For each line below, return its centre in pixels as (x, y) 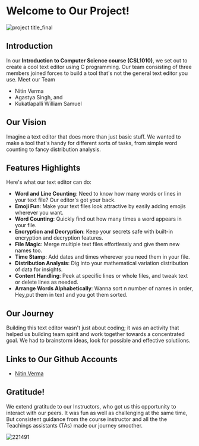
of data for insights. (39, 269)
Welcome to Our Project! (68, 11)
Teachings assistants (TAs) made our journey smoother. (75, 425)
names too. (29, 250)
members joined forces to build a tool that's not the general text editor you (97, 73)
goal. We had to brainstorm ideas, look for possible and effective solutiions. (99, 341)
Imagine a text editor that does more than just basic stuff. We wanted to (94, 136)
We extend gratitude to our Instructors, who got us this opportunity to (91, 406)
